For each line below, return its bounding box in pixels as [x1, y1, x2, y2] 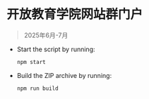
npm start [16, 58, 47, 65]
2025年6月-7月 [23, 31, 68, 39]
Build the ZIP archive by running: [16, 71, 112, 79]
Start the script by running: [16, 45, 96, 53]
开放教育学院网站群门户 [6, 6, 143, 22]
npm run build [16, 85, 59, 92]
